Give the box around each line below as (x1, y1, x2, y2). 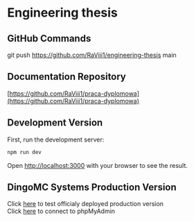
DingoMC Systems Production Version (7, 181, 177, 193)
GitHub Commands (7, 33, 91, 44)
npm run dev (7, 148, 42, 155)
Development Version (7, 117, 103, 129)
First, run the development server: (7, 135, 105, 144)
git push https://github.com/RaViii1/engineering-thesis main (7, 51, 177, 59)
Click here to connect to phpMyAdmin (7, 207, 116, 216)
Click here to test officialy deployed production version (7, 200, 164, 208)
